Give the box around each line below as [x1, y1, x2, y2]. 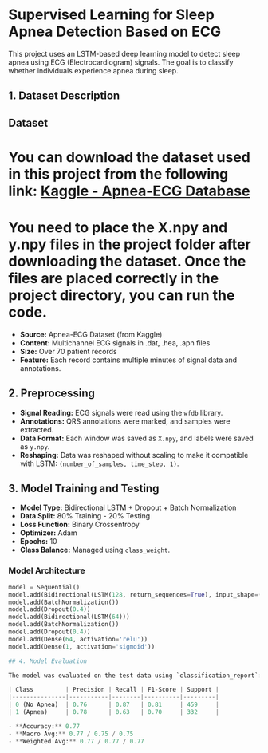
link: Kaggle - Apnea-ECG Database [8, 182, 250, 200]
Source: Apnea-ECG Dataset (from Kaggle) [19, 329, 163, 339]
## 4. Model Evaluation [8, 656, 88, 665]
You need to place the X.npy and [8, 219, 228, 237]
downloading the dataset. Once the [8, 253, 246, 270]
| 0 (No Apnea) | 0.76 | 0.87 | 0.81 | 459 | [8, 700, 219, 709]
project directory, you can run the [8, 286, 235, 305]
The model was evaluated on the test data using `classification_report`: [8, 672, 262, 680]
